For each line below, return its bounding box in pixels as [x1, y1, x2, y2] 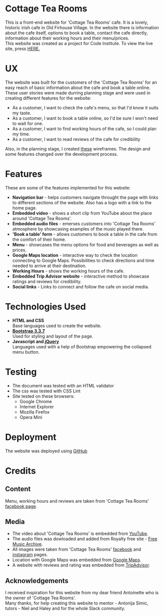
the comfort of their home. [12, 236, 66, 242]
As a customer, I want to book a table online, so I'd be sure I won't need [12, 115, 158, 121]
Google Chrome [19, 398, 52, 404]
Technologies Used [5, 301, 86, 312]
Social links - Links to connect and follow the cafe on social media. [12, 284, 149, 289]
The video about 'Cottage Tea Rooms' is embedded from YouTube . [12, 530, 149, 537]
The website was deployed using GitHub [5, 448, 87, 454]
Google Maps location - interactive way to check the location [12, 252, 138, 258]
